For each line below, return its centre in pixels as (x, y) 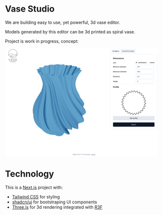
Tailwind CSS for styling (36, 197)
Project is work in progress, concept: (42, 41)
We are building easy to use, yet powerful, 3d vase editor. (63, 22)
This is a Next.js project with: (34, 187)
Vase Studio (30, 9)
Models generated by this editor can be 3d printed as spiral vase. (70, 32)
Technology (30, 174)
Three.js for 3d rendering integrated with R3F (57, 207)
